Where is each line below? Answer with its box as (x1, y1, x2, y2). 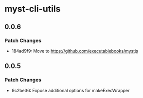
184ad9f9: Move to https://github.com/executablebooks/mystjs (11, 48, 138, 54)
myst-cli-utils (4, 3, 61, 14)
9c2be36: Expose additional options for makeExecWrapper (11, 87, 130, 93)
